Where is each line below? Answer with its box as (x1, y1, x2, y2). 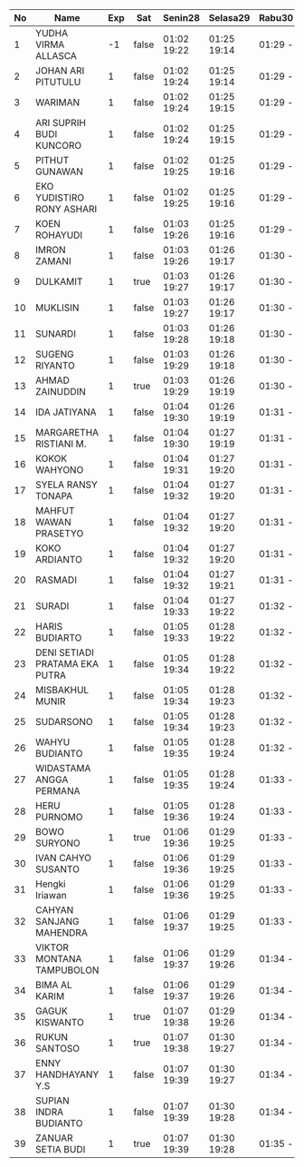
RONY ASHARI (35, 203, 98, 215)
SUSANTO (35, 863, 80, 875)
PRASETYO (35, 527, 84, 539)
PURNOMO (35, 811, 83, 823)
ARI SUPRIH (35, 117, 86, 129)
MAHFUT (35, 505, 75, 516)
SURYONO (35, 837, 81, 849)
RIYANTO (35, 359, 75, 371)
